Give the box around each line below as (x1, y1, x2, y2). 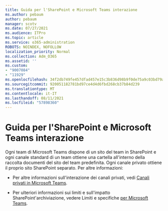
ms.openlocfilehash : (5, 77, 48, 82)
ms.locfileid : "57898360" (5, 100, 59, 105)
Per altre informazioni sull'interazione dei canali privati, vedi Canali (12, 174, 150, 180)
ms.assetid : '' (5, 58, 37, 63)
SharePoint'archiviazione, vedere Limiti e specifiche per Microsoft (12, 195, 148, 201)
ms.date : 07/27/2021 (5, 26, 48, 31)
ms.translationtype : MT (5, 86, 55, 91)
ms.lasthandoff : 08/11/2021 (5, 95, 64, 100)
